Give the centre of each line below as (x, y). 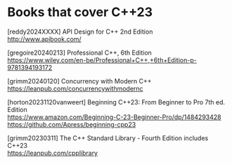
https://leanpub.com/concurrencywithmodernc (75, 88)
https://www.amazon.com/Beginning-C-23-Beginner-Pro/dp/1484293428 (114, 117)
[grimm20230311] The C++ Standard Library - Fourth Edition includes (108, 138)
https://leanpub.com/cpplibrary (53, 153)
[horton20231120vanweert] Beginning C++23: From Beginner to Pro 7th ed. (116, 102)
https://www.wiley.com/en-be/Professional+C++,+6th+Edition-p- (102, 60)
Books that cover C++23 (80, 12)
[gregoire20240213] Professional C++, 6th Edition (80, 53)
